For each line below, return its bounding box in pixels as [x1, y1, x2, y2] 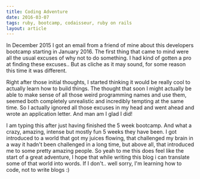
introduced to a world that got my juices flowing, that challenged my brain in [6, 135, 193, 142]
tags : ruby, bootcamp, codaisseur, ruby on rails [6, 20, 133, 26]
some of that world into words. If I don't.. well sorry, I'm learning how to [6, 160, 182, 167]
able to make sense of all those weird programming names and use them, [6, 91, 187, 98]
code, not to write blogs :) [6, 166, 70, 174]
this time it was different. [6, 67, 67, 75]
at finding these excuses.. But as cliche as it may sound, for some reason [6, 61, 186, 68]
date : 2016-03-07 [6, 14, 50, 20]
